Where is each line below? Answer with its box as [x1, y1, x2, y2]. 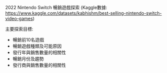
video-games [5, 16, 33, 21]
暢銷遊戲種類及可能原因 [12, 43, 62, 49]
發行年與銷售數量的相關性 [12, 50, 66, 55]
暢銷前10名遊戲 [12, 37, 45, 43]
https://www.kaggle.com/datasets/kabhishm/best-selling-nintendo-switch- [5, 10, 162, 16]
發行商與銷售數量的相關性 [12, 62, 66, 68]
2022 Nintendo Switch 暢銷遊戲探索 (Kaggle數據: [5, 5, 107, 10]
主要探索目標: [5, 26, 34, 32]
